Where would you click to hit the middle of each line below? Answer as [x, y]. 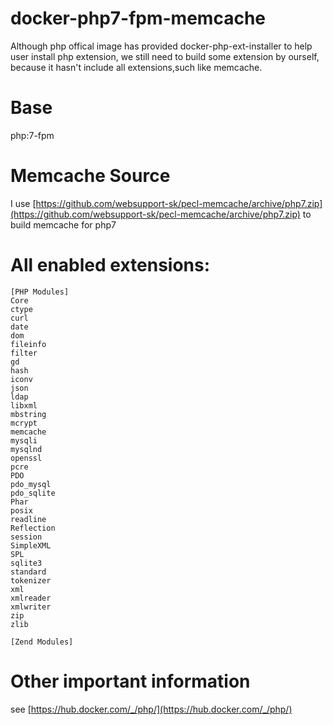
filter [24, 353]
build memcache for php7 [63, 224]
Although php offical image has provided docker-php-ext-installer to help [161, 46]
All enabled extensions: [110, 265]
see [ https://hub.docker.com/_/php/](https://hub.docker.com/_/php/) [151, 709]
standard [28, 572]
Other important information [130, 681]
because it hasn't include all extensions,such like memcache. [136, 67]
